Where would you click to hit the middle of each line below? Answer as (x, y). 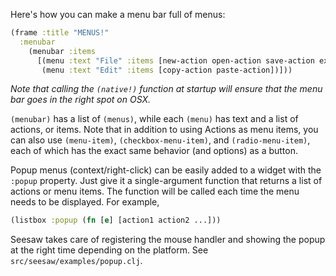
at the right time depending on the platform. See (109, 250)
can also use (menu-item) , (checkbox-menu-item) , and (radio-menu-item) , (160, 140)
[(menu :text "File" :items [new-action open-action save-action (175, 60)
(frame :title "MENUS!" (60, 33)
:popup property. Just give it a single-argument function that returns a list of (166, 181)
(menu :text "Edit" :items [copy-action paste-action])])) (167, 70)
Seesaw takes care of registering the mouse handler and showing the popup (168, 240)
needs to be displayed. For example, (85, 202)
